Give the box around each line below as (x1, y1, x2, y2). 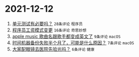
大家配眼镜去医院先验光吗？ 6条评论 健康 (12, 46, 95, 52)
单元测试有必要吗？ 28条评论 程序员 (12, 20, 83, 26)
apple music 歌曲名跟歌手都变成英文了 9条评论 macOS (12, 33, 121, 39)
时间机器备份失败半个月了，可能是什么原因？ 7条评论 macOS (12, 39, 134, 46)
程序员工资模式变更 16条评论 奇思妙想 (12, 26, 87, 33)
